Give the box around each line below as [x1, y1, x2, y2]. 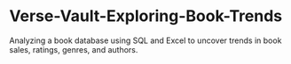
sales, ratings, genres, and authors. [9, 44, 138, 54]
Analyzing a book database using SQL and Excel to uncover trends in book [9, 35, 282, 46]
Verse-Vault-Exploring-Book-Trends [9, 6, 283, 26]
